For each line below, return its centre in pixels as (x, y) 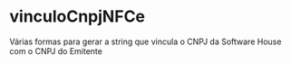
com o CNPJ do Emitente (56, 50)
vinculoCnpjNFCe (78, 17)
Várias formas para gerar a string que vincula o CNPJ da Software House (145, 41)
